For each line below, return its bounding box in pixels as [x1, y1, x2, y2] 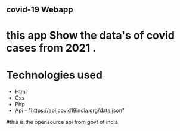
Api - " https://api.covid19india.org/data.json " [14, 107, 125, 114]
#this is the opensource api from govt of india [6, 118, 118, 125]
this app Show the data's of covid [6, 28, 175, 42]
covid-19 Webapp [6, 5, 73, 15]
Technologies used [6, 68, 103, 82]
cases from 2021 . [6, 41, 97, 55]
